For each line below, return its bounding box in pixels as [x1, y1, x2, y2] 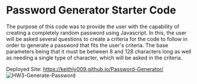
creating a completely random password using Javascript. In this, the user [6, 29, 187, 36]
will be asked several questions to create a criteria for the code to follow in [6, 35, 188, 42]
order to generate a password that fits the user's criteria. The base [6, 42, 169, 49]
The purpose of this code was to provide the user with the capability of [6, 23, 179, 30]
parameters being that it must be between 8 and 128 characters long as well [6, 48, 192, 55]
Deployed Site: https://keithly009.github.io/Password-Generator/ [6, 65, 164, 72]
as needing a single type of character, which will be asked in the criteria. [6, 54, 183, 61]
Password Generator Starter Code [6, 4, 176, 17]
